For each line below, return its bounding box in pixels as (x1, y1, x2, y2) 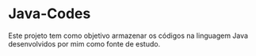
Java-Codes (8, 5, 91, 23)
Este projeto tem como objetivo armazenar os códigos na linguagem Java (8, 31, 248, 40)
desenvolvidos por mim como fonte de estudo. (8, 39, 161, 48)
